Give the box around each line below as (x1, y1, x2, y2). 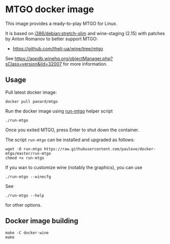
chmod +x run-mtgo (5, 155, 44, 160)
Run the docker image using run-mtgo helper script (5, 108, 113, 114)
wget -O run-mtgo (5, 146, 42, 151)
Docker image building (5, 216, 78, 225)
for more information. (63, 61, 108, 67)
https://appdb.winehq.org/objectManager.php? (14, 55, 113, 62)
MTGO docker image (5, 4, 94, 15)
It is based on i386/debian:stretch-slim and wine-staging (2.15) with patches (5, 30, 165, 36)
